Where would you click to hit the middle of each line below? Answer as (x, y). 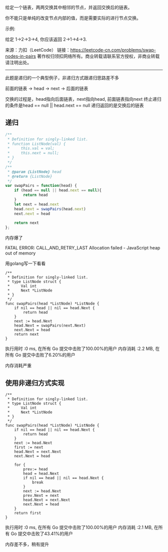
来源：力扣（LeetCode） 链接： (38, 50)
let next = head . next (36, 204)
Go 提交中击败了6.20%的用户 (45, 355)
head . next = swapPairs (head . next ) (50, 209)
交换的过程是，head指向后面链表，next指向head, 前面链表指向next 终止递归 (83, 99)
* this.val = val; (31, 149)
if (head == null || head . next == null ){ (58, 190)
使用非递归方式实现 (35, 383)
